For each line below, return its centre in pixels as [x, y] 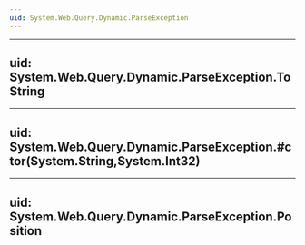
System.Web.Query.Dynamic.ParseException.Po [151, 216]
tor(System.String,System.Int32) [105, 161]
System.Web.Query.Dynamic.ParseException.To [150, 78]
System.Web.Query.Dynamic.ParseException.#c [151, 147]
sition [26, 231]
